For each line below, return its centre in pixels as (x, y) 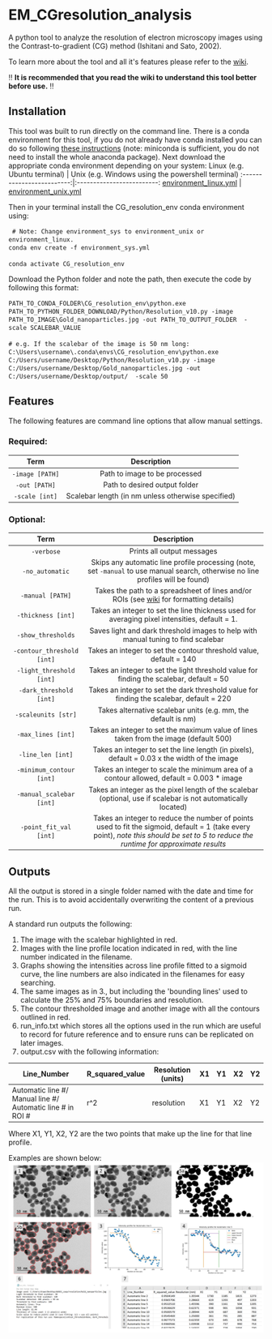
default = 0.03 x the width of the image (173, 759)
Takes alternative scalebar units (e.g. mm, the (173, 710)
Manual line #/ (35, 1098)
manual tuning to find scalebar (173, 639)
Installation (37, 111)
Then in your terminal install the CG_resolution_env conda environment (126, 207)
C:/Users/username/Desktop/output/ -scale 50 (88, 376)
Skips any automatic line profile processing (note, (174, 562)
